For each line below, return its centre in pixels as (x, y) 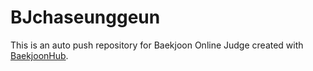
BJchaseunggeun (85, 17)
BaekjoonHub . (39, 55)
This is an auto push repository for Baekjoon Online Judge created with (157, 45)
